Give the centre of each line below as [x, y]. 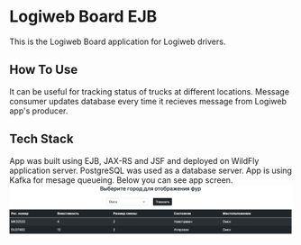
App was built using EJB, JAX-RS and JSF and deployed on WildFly [134, 160]
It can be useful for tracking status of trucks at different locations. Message [150, 91]
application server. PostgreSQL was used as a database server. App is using [151, 170]
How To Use [44, 70]
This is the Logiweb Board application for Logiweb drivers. [118, 41]
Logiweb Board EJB [83, 17]
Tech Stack [41, 139]
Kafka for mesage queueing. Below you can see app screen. [121, 180]
